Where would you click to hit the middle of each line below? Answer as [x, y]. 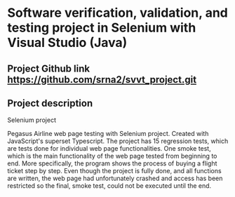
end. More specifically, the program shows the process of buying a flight [112, 163]
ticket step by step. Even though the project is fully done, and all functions [115, 171]
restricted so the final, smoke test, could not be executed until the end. [109, 186]
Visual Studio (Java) [67, 43]
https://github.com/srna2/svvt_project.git [102, 80]
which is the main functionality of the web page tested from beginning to [112, 156]
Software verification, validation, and [117, 13]
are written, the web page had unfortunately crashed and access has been [115, 178]
